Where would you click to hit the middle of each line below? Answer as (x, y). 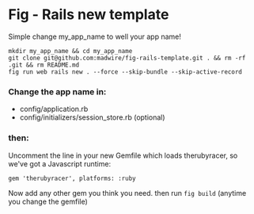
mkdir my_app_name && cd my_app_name (70, 51)
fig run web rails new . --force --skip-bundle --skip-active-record (125, 72)
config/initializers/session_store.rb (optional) (92, 117)
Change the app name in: (57, 91)
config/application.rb (54, 109)
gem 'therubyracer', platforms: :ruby (72, 178)
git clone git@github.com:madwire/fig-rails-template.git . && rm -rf (127, 58)
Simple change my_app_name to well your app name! (95, 36)
